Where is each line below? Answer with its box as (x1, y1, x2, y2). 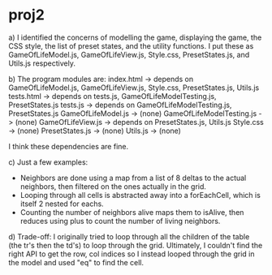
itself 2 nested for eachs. (19, 199, 104, 208)
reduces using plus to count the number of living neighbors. (19, 216, 221, 226)
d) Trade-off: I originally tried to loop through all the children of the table (8, 231, 250, 241)
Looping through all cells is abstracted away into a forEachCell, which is (19, 190, 261, 200)
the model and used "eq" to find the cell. (8, 257, 145, 267)
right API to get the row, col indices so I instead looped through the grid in (8, 249, 255, 259)
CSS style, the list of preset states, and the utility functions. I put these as (8, 41, 254, 50)
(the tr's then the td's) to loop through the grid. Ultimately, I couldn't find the (8, 240, 263, 250)
